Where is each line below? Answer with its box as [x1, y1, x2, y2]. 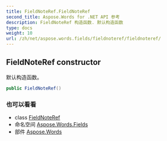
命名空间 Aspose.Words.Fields [14, 121, 88, 128]
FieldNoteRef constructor [6, 57, 101, 67]
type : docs [6, 25, 33, 31]
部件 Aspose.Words [14, 128, 62, 135]
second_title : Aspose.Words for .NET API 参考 [6, 14, 120, 20]
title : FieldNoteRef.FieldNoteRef [6, 8, 91, 15]
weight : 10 [6, 30, 33, 36]
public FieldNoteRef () [6, 85, 62, 91]
